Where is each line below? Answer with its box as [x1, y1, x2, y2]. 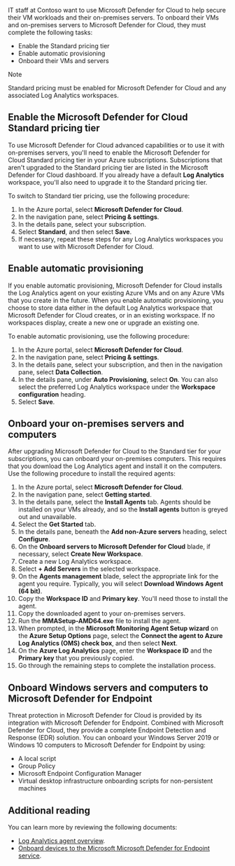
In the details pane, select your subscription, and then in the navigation [17, 360, 223, 369]
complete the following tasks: [8, 28, 93, 36]
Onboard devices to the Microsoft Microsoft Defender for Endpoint [17, 844, 211, 853]
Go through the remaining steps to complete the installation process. [17, 661, 216, 670]
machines [17, 784, 47, 793]
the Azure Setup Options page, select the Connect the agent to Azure [17, 632, 223, 640]
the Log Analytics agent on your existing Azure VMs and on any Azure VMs [8, 288, 225, 297]
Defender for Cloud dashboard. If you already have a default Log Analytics [8, 171, 225, 179]
